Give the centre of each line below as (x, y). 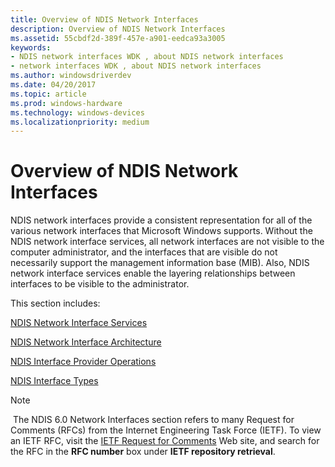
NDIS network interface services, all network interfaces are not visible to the (167, 242)
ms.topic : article (48, 94)
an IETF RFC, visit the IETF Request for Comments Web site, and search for (165, 441)
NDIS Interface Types (54, 381)
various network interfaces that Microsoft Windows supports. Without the (161, 231)
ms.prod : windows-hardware (66, 103)
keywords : (31, 47)
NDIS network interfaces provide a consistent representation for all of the (161, 220)
